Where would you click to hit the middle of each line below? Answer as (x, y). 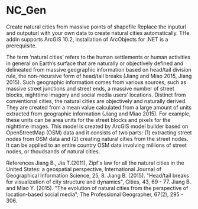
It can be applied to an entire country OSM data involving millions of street (97, 145)
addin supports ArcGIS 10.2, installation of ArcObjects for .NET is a (87, 39)
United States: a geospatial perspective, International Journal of (84, 169)
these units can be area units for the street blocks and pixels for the (88, 120)
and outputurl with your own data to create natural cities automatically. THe (98, 33)
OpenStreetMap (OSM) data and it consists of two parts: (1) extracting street (99, 132)
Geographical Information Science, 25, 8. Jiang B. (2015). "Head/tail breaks (98, 175)
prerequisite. (22, 46)
